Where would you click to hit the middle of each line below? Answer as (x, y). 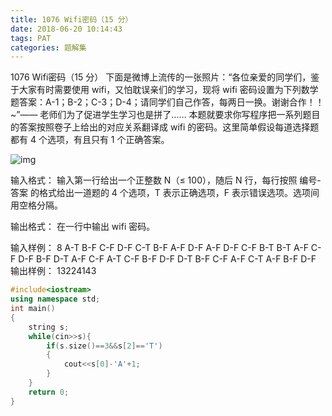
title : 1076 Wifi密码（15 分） (71, 19)
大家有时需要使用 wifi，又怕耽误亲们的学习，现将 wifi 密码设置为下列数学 (168, 90)
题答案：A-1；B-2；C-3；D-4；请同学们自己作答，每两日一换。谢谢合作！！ (167, 102)
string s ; (49, 327)
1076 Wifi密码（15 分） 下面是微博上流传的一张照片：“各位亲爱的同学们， (161, 77)
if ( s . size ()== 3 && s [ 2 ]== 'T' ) (104, 346)
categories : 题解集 (48, 47)
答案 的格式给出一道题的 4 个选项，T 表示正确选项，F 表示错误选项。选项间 (165, 193)
